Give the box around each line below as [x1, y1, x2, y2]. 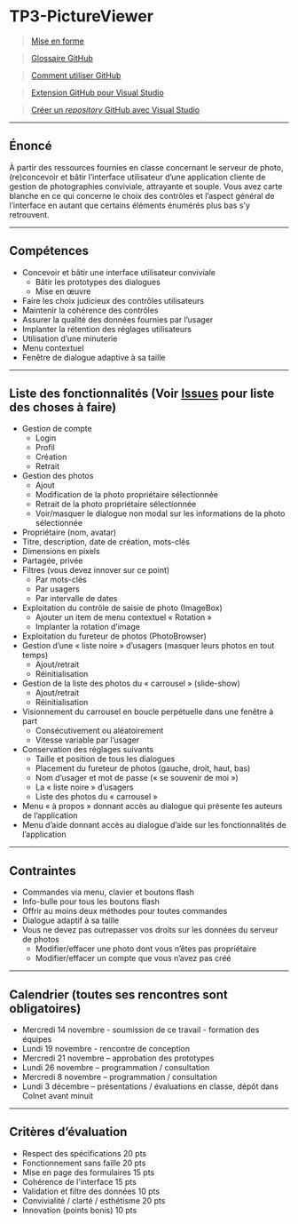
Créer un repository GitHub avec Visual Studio [30, 104, 200, 115]
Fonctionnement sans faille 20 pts [21, 1157, 146, 1168]
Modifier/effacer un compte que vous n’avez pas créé [35, 953, 231, 964]
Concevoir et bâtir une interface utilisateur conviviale [21, 266, 216, 277]
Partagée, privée [21, 555, 83, 566]
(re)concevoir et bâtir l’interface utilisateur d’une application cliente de [9, 171, 266, 182]
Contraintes [9, 863, 77, 878]
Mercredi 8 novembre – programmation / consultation [21, 1072, 218, 1082]
